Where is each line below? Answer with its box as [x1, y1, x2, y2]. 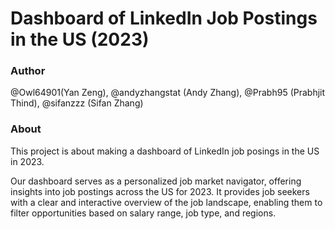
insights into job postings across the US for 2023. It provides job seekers [10, 185, 310, 197]
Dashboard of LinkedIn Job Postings [10, 7, 318, 30]
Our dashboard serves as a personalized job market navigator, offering [10, 175, 302, 187]
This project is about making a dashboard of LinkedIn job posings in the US [10, 145, 320, 157]
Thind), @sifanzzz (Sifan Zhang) [10, 97, 144, 109]
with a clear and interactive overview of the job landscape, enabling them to [10, 196, 323, 208]
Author [10, 64, 46, 78]
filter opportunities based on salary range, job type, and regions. [10, 207, 277, 219]
